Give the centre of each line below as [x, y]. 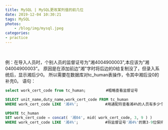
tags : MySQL [17, 19]
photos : [13, 24]
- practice [16, 38]
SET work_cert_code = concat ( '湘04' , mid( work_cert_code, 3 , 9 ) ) [79, 118]
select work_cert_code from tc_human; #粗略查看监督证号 [72, 90]
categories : [17, 33]
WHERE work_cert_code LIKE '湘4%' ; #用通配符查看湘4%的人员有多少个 [84, 104]
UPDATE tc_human [22, 113]
